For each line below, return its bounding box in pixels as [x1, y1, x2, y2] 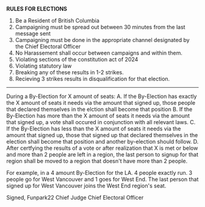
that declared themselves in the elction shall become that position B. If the [6, 106, 193, 113]
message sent [15, 30, 51, 37]
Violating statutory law [15, 62, 72, 69]
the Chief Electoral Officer [15, 43, 81, 50]
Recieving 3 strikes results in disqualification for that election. [15, 75, 170, 82]
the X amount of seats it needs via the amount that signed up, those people [6, 99, 196, 106]
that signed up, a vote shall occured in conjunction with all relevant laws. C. [6, 119, 196, 125]
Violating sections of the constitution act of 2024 [15, 56, 138, 63]
